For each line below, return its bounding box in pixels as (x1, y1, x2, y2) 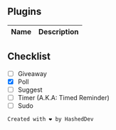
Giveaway (17, 69, 48, 77)
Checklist (7, 50, 51, 63)
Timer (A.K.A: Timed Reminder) (17, 93, 110, 102)
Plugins (7, 6, 42, 18)
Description (38, 26, 80, 36)
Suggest (17, 85, 43, 94)
